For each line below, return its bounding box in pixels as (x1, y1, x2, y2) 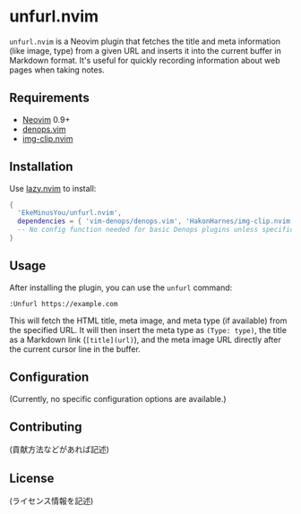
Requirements (9, 90, 90, 106)
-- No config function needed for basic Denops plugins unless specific (17, 226, 295, 235)
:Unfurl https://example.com (9, 299, 118, 308)
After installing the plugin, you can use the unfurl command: (9, 282, 233, 293)
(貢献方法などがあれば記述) (9, 444, 110, 455)
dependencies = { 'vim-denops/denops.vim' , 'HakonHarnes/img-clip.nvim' (17, 217, 295, 226)
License (9, 470, 55, 485)
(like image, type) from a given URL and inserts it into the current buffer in (9, 45, 282, 56)
